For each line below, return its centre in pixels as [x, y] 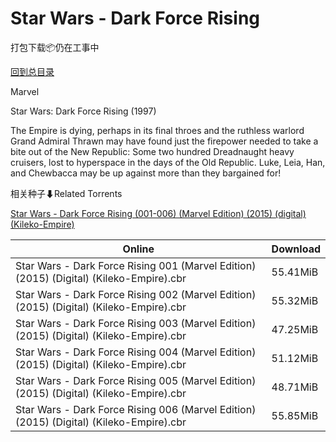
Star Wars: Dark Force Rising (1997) [83, 111]
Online [138, 249]
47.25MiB [295, 329]
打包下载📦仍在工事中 [55, 47]
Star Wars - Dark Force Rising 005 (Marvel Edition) [136, 380]
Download [296, 249]
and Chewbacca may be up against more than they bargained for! [146, 173]
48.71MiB [295, 387]
